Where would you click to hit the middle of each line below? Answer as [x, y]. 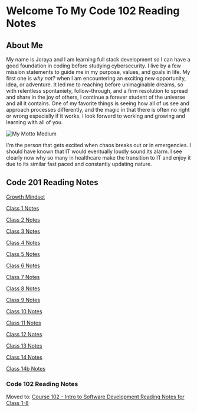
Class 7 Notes [23, 277]
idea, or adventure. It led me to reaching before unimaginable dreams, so [95, 85]
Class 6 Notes [23, 265]
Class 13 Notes [24, 346]
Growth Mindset [26, 197]
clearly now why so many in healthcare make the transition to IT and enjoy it [98, 158]
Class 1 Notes [23, 208]
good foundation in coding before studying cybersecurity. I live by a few [93, 66]
